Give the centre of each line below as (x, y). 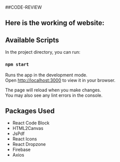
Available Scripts (32, 40)
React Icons (25, 139)
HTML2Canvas (28, 128)
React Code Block (31, 123)
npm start (17, 64)
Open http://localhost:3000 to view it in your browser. (60, 80)
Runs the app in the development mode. (46, 75)
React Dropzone (29, 144)
